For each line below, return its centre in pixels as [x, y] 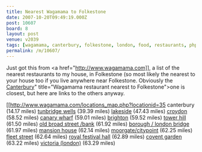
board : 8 [17, 28]
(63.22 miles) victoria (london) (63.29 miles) [61, 143]
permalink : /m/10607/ [33, 51]
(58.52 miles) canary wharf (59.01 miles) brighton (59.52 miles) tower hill [96, 117]
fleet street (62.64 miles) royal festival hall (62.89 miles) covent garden [94, 136]
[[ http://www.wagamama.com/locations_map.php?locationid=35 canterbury [100, 105]
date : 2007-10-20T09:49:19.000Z [47, 17]
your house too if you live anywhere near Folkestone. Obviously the [90, 80]
